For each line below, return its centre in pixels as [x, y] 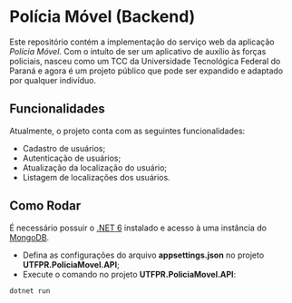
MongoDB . [29, 237]
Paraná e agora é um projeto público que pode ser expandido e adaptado [146, 71]
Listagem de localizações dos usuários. [96, 177]
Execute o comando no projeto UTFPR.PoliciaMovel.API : [129, 274]
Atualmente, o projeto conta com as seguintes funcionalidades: [127, 131]
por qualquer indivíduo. [53, 80]
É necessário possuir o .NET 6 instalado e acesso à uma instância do [138, 228]
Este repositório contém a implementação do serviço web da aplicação [142, 42]
